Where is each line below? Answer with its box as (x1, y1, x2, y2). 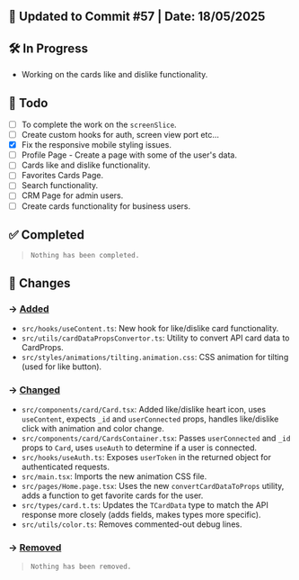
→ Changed (8, 384, 60, 396)
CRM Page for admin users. (21, 190, 124, 201)
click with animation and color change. (21, 423, 165, 434)
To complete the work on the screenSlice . (21, 119, 177, 131)
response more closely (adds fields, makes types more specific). (21, 510, 261, 521)
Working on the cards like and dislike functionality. (21, 69, 208, 80)
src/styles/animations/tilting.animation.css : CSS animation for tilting (21, 352, 289, 363)
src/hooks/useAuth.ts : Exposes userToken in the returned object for (21, 452, 271, 463)
